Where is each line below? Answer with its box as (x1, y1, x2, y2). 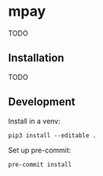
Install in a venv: (8, 116, 61, 125)
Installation (8, 51, 64, 65)
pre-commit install (8, 160, 72, 168)
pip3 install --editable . (8, 131, 97, 140)
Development (8, 95, 76, 109)
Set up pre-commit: (8, 145, 72, 155)
